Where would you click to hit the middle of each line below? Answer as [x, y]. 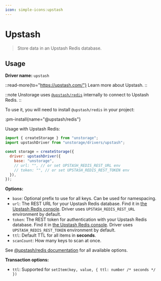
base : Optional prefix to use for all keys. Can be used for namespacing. [84, 199]
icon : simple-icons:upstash [34, 10]
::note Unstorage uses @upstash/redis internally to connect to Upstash [77, 95]
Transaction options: [27, 260]
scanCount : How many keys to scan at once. [57, 241]
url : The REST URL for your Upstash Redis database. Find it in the [80, 204]
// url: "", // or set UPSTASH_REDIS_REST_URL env [67, 165]
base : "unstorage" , [34, 161]
